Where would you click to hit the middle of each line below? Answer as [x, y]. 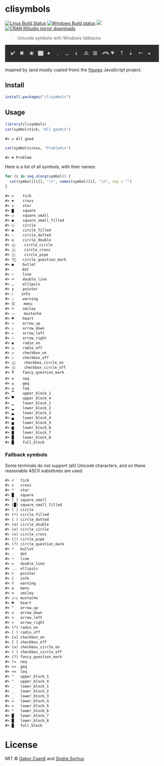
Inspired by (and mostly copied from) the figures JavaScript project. [73, 70]
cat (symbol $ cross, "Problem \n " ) [38, 148]
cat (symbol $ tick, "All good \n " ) [38, 129]
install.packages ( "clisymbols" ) [38, 97]
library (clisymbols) [26, 124]
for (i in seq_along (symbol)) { [38, 176]
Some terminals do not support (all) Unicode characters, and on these [75, 465]
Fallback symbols [26, 455]
